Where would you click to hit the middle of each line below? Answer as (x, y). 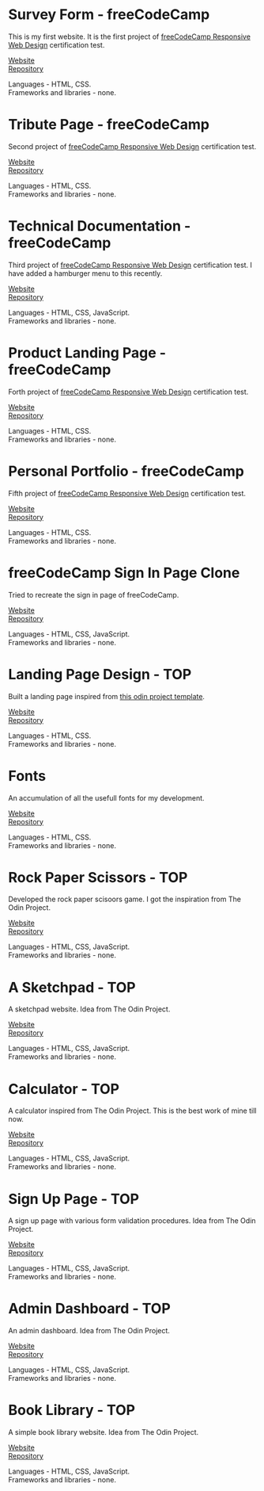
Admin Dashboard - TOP (90, 1309)
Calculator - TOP (64, 1089)
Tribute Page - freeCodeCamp (109, 125)
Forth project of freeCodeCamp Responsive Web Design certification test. (128, 392)
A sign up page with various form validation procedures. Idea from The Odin (132, 1221)
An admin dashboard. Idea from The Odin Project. (89, 1331)
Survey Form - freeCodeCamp (109, 15)
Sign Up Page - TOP (74, 1199)
